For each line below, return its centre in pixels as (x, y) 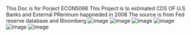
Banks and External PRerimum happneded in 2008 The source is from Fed (95, 15)
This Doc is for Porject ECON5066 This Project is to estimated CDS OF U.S (96, 8)
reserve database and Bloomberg (46, 21)
